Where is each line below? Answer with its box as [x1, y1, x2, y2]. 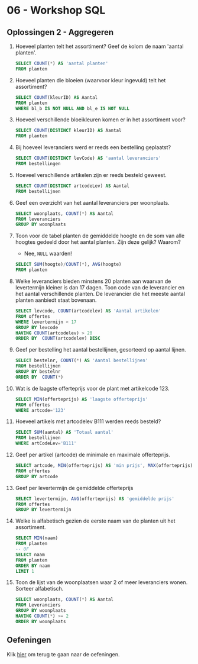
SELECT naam [15, 552, 45, 557]
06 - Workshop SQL [7, 4, 106, 17]
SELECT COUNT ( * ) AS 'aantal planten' [15, 60, 109, 66]
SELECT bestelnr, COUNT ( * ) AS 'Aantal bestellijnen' [15, 357, 148, 364]
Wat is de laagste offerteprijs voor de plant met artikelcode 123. [15, 385, 170, 392]
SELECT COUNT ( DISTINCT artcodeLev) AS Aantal [15, 183, 129, 189]
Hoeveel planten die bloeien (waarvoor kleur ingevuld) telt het [15, 76, 166, 83]
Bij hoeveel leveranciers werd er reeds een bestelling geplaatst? [15, 144, 171, 151]
